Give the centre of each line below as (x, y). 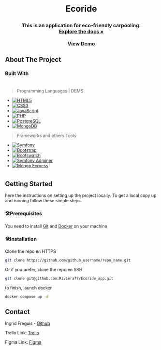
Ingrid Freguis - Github (28, 323)
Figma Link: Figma (23, 342)
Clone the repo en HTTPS (31, 251)
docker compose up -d (27, 297)
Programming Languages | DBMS (50, 91)
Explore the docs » (81, 32)
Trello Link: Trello (22, 333)
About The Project (33, 60)
